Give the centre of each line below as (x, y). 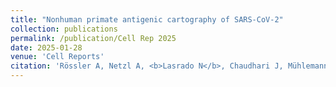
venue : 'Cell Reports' (57, 57)
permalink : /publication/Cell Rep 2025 (93, 38)
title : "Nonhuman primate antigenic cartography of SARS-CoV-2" (147, 19)
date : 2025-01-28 (46, 47)
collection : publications (64, 29)
